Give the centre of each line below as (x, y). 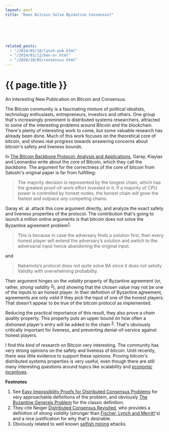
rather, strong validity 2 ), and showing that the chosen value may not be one (84, 287)
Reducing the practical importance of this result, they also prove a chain (80, 313)
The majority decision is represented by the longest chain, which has (89, 182)
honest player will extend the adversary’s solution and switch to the (88, 241)
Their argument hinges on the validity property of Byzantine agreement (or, (83, 281)
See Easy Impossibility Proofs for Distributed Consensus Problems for (85, 391)
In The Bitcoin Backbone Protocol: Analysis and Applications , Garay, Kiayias (84, 156)
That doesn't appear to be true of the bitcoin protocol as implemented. (78, 303)
